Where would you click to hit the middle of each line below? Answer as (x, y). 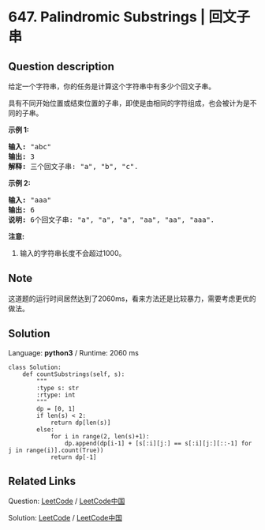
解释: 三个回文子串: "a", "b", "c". (73, 166)
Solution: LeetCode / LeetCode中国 (65, 518)
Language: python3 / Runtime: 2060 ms (74, 352)
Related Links (42, 481)
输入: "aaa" (30, 200)
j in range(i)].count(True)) (56, 450)
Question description (61, 66)
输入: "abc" (30, 147)
